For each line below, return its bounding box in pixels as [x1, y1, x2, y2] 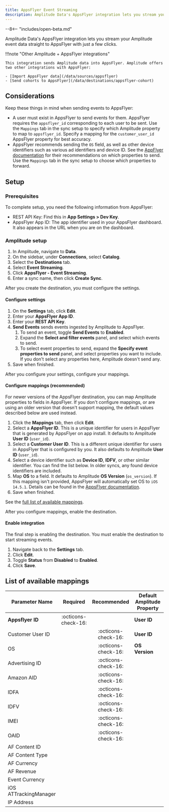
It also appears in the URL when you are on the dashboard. [12, 225, 135, 231]
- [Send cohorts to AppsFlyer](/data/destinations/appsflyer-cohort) [5, 78, 154, 83]
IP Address [8, 798, 34, 805]
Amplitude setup [5, 237, 47, 244]
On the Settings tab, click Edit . [12, 308, 77, 314]
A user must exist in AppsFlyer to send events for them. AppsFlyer [12, 115, 150, 121]
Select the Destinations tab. [12, 259, 71, 265]
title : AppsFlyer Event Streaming [5, 7, 78, 13]
